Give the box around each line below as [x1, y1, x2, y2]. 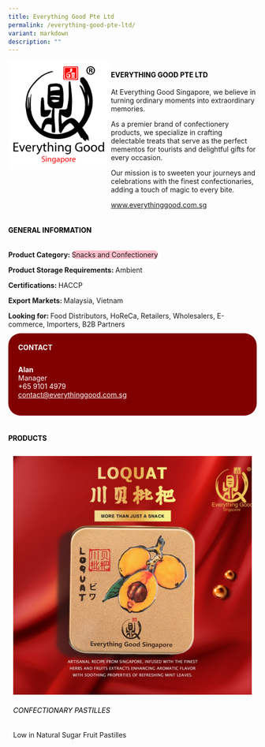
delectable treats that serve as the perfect [110, 136, 248, 146]
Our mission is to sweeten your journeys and [110, 168, 256, 177]
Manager [18, 373, 47, 383]
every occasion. [110, 153, 163, 162]
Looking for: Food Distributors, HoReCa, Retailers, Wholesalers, [8, 311, 215, 320]
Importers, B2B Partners [47, 319, 125, 329]
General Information [8, 226, 92, 235]
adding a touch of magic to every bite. [110, 185, 235, 195]
